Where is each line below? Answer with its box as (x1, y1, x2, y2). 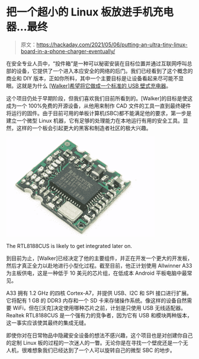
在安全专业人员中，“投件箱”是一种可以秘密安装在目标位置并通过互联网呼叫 (6, 60, 188, 67)
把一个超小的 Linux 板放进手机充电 (6, 5, 174, 19)
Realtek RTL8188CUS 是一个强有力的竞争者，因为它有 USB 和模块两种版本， (6, 312, 192, 319)
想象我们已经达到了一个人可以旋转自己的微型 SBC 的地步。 (31, 347, 176, 354)
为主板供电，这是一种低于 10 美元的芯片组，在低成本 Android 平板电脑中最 (6, 269, 188, 277)
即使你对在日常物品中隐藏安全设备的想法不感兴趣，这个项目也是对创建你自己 (6, 332, 193, 339)
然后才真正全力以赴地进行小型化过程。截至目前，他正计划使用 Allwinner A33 (6, 262, 192, 269)
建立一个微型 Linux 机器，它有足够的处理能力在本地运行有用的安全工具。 (6, 117, 184, 124)
